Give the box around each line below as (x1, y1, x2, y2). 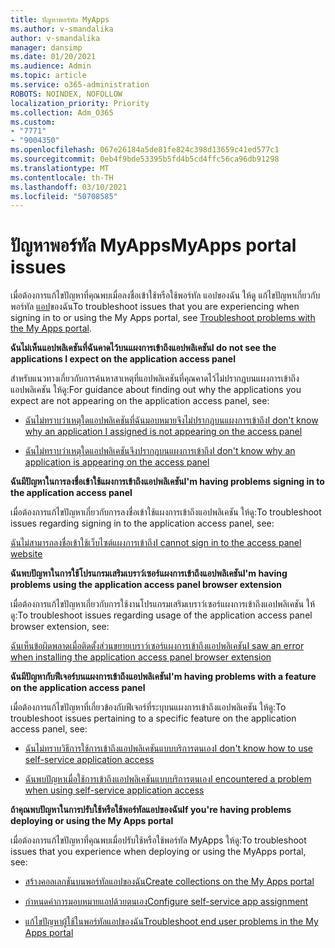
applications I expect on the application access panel (10, 353, 236, 365)
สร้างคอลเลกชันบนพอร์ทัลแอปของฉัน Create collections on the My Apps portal (24, 876, 315, 888)
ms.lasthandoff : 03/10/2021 (10, 182, 128, 192)
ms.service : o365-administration (10, 80, 150, 90)
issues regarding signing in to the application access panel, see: (10, 517, 275, 530)
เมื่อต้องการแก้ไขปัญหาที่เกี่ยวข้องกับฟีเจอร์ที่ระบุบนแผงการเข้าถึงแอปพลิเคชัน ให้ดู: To (10, 701, 287, 713)
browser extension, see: (10, 621, 110, 633)
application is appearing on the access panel (24, 456, 210, 468)
